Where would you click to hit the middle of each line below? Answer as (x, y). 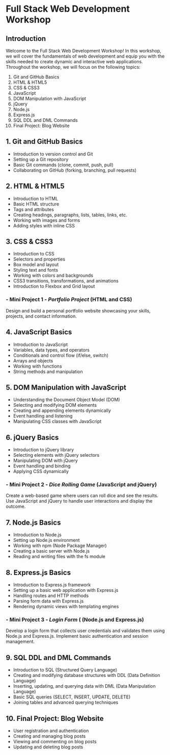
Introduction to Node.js (37, 535)
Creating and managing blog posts (49, 736)
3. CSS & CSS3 (30, 242)
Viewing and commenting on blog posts (55, 742)
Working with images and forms (47, 220)
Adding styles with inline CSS (44, 225)
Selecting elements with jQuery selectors (56, 455)
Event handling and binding (42, 466)
